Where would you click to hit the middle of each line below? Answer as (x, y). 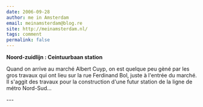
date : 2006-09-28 (28, 12)
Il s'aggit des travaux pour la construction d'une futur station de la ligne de (99, 82)
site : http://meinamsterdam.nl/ (47, 29)
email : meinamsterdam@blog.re (45, 23)
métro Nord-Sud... (29, 88)
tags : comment (24, 34)
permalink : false (28, 40)
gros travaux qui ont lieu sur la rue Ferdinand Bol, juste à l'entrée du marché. (101, 75)
